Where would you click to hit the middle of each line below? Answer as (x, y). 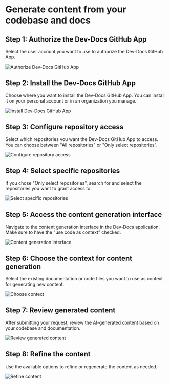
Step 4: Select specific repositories (63, 171)
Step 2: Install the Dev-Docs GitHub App (70, 83)
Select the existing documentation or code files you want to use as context (84, 279)
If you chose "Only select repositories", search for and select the (73, 183)
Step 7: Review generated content (60, 310)
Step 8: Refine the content (48, 354)
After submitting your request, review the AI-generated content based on (82, 322)
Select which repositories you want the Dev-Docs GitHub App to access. (82, 139)
